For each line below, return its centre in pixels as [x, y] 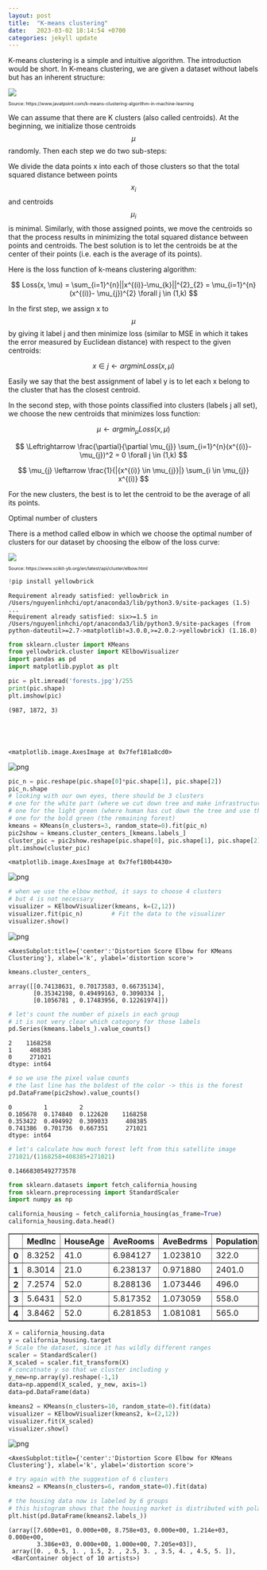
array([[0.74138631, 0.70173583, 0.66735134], [87, 986]
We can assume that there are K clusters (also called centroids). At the [124, 118]
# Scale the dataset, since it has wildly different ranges [110, 1347]
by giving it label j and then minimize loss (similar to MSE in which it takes [128, 333]
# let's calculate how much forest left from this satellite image [122, 1149]
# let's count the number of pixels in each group [94, 1014]
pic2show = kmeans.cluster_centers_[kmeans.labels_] [97, 833]
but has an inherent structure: [57, 77]
